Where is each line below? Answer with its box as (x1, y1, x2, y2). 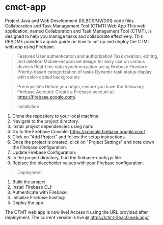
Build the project (12, 178, 46, 185)
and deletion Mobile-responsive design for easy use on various (17, 58, 145, 64)
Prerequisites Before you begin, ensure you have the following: (17, 83, 144, 89)
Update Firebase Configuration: (12, 149, 76, 155)
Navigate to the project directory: (12, 118, 80, 124)
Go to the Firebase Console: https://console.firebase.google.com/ (12, 128, 146, 134)
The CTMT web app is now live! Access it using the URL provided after (5, 209, 148, 215)
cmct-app (5, 1, 46, 13)
